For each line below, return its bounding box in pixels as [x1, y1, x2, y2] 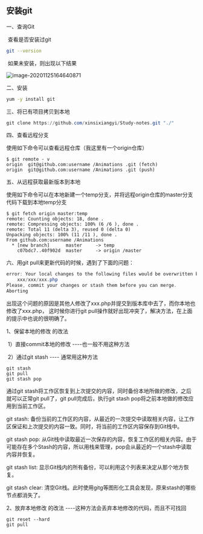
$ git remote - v [6, 156, 50, 162]
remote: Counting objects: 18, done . [6, 216, 104, 222]
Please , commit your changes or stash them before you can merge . [6, 283, 177, 289]
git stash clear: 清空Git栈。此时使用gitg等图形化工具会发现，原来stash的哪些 [6, 484, 196, 491]
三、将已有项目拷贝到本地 [6, 108, 70, 115]
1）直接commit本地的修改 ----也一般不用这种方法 [7, 340, 130, 347]
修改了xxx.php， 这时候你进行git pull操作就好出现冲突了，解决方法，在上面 [6, 307, 193, 314]
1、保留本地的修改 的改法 [6, 327, 68, 335]
